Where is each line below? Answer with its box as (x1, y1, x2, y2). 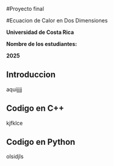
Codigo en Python (6, 137, 75, 147)
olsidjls (6, 153, 24, 160)
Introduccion (6, 70, 56, 80)
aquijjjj (6, 85, 22, 93)
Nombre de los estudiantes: (6, 41, 77, 47)
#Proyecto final (6, 5, 44, 12)
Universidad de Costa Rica (6, 28, 74, 36)
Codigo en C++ (6, 103, 65, 114)
